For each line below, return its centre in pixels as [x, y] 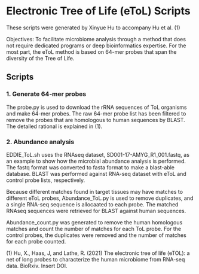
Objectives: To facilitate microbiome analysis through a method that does [96, 39]
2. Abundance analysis [40, 142]
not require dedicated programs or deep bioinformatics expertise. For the [96, 45]
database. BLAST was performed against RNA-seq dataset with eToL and [96, 173]
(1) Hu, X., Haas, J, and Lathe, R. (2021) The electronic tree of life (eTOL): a [98, 253]
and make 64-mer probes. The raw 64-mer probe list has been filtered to [96, 113]
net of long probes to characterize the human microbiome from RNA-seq [96, 259]
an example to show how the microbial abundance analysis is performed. [96, 161]
